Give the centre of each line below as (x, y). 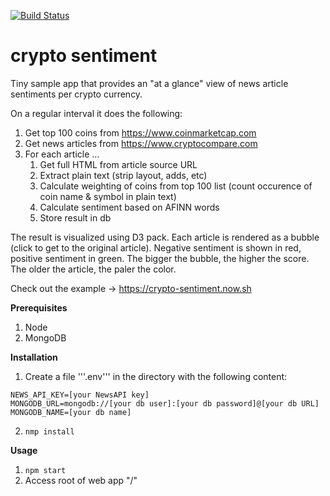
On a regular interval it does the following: (96, 113)
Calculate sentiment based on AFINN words (129, 207)
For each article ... (62, 154)
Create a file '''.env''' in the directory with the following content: (156, 376)
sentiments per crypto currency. (76, 94)
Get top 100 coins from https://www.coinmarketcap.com (140, 132)
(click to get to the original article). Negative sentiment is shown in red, (156, 247)
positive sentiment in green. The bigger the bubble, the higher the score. (160, 258)
